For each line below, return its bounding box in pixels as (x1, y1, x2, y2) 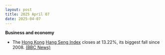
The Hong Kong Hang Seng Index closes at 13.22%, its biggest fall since (12, 39, 160, 45)
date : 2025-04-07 (5, 16, 41, 21)
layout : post (5, 7, 32, 12)
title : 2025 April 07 (5, 12, 50, 17)
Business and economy (5, 30, 55, 36)
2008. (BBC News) (12, 45, 51, 51)
